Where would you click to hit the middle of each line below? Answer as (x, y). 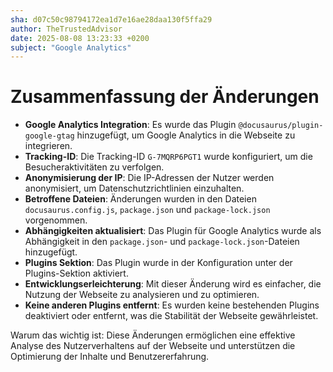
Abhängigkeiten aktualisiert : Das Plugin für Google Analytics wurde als (173, 231)
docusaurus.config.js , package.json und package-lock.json (147, 210)
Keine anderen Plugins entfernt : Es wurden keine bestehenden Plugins (172, 305)
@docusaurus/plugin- (281, 126)
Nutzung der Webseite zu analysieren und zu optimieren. (142, 295)
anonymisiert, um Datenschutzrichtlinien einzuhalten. (134, 188)
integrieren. (48, 146)
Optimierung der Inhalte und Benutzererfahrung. (110, 357)
